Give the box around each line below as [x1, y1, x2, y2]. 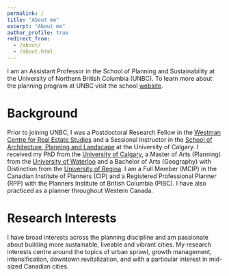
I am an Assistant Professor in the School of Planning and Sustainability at [7, 66, 215, 75]
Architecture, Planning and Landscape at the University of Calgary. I [7, 142, 199, 151]
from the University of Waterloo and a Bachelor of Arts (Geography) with [7, 157, 212, 165]
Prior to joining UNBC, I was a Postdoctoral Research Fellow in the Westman [7, 128, 221, 136]
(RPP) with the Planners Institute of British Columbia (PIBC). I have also [7, 179, 206, 187]
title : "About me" [7, 16, 59, 23]
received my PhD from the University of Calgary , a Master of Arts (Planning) [7, 150, 221, 158]
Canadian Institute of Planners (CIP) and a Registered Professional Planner [7, 172, 217, 180]
